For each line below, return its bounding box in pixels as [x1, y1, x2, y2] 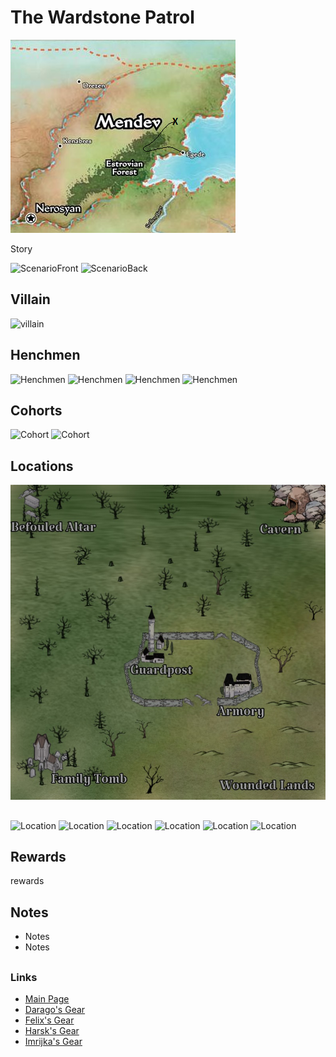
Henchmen [10, 347, 81, 364]
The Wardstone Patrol [10, 6, 195, 29]
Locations [10, 457, 74, 475]
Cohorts [10, 402, 63, 419]
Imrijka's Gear [24, 1035, 83, 1047]
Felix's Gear [24, 1014, 75, 1026]
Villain [10, 291, 51, 308]
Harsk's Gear [24, 1024, 80, 1036]
